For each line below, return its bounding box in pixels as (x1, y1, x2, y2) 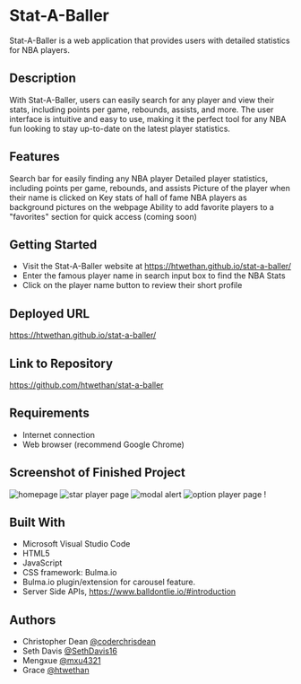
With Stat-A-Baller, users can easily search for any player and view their (9, 94, 275, 105)
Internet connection (21, 429, 96, 440)
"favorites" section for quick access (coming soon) (9, 211, 197, 222)
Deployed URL (9, 306, 90, 321)
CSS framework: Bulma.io (21, 567, 117, 578)
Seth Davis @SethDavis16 (21, 645, 118, 656)
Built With (9, 515, 65, 531)
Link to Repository (9, 355, 114, 371)
